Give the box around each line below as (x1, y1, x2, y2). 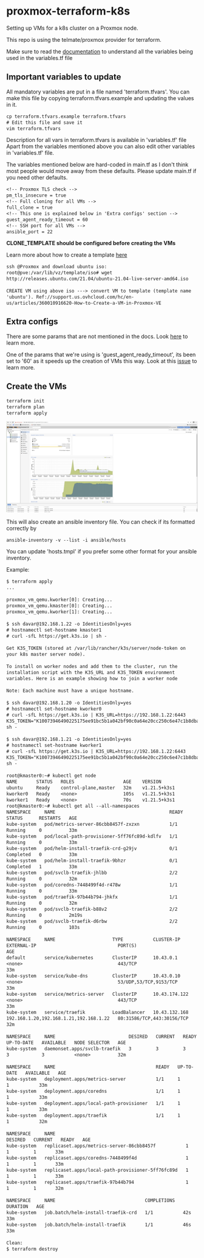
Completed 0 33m (6, 851, 78, 857)
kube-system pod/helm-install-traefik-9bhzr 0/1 (6, 857, 178, 864)
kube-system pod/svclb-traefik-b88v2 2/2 (6, 906, 178, 912)
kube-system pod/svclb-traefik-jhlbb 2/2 (6, 870, 178, 876)
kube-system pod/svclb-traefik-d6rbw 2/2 (6, 918, 178, 924)
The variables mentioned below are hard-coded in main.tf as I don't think (6, 161, 189, 168)
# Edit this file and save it (6, 120, 83, 126)
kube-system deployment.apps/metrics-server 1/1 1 (6, 1076, 181, 1082)
